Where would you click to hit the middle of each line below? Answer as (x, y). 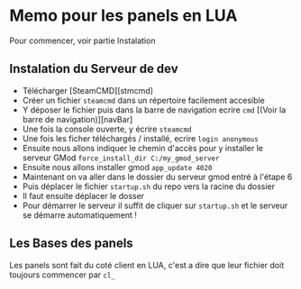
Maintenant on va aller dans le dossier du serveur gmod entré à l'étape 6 (157, 176)
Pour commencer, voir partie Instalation (82, 41)
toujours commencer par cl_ (62, 275)
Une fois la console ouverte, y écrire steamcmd (107, 129)
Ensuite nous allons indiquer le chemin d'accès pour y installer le (143, 148)
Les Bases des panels (71, 244)
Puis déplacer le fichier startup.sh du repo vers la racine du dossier (148, 186)
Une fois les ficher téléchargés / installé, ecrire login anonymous (140, 138)
